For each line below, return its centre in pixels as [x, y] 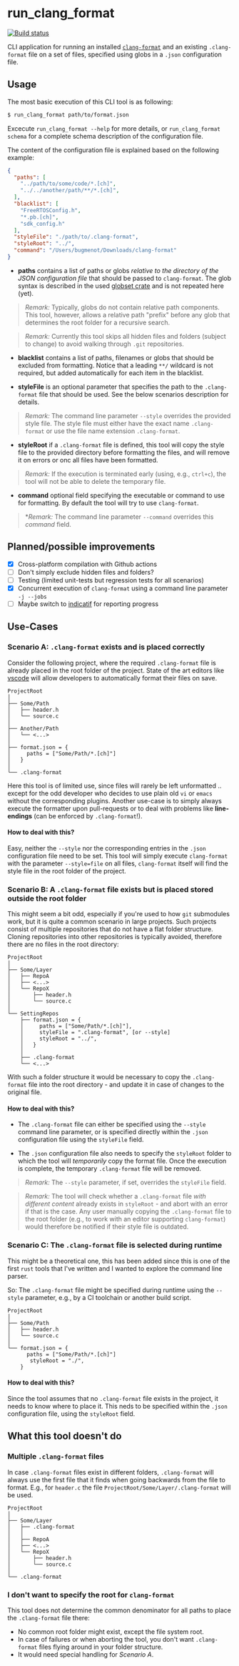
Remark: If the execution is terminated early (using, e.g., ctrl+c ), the [126, 474]
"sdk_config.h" [43, 224]
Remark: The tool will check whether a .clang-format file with [116, 1196]
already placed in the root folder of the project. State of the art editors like [116, 670]
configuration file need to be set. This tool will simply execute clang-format [118, 856]
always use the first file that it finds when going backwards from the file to [117, 1479]
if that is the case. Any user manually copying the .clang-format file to [128, 1211]
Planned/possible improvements [81, 547]
